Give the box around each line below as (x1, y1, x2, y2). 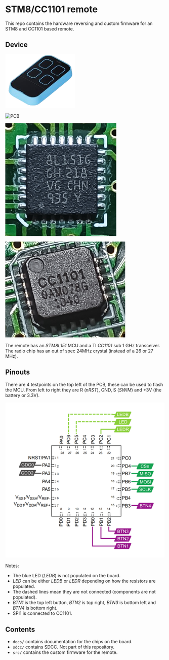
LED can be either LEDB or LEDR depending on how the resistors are (12, 578, 156, 584)
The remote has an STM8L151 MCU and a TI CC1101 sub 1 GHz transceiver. (5, 342, 160, 348)
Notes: (5, 563, 19, 569)
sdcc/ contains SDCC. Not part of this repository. (12, 644, 115, 650)
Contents (5, 625, 35, 634)
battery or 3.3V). (5, 392, 40, 398)
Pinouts (5, 368, 30, 377)
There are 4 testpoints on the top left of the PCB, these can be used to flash (5, 381, 163, 387)
